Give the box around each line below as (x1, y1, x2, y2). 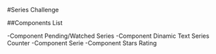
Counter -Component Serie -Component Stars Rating (7, 39, 157, 47)
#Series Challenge (7, 6, 59, 13)
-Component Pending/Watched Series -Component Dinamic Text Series (7, 32, 210, 40)
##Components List (7, 19, 63, 26)
